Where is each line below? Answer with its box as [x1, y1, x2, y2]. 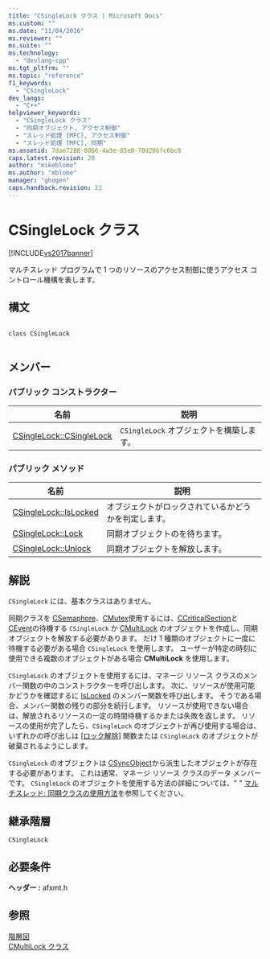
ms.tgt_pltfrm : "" [8, 64, 70, 72]
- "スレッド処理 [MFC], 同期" [15, 138, 107, 147]
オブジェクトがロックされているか [106, 501, 235, 512]
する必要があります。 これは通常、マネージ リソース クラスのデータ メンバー [8, 768, 262, 778]
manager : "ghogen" [8, 176, 70, 185]
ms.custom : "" [8, 19, 56, 27]
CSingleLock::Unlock [12, 543, 92, 554]
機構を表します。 [43, 274, 100, 284]
